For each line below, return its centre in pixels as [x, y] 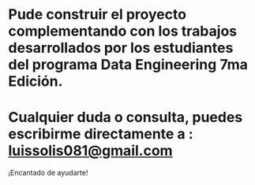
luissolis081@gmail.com [90, 151]
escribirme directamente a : [101, 134]
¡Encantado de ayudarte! [48, 173]
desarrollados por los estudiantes [121, 48]
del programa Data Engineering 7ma [128, 65]
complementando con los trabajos [123, 31]
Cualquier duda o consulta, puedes [126, 118]
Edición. [36, 81]
